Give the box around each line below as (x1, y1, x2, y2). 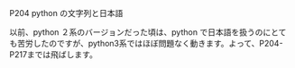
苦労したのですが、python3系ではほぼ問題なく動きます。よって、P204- (16, 38, 283, 48)
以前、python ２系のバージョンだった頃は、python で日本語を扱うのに (9, 27, 272, 38)
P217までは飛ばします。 (9, 49, 97, 60)
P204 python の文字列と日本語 (9, 8, 124, 18)
